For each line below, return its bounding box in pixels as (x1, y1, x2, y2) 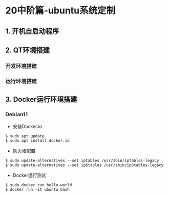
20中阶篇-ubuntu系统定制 (5, 5, 116, 16)
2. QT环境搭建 (5, 46, 50, 55)
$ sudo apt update (5, 133, 45, 139)
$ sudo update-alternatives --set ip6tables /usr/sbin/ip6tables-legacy (5, 163, 164, 168)
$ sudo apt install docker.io (5, 138, 70, 143)
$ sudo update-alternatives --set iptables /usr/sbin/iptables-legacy (5, 158, 159, 163)
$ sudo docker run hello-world (5, 182, 72, 188)
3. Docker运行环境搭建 (5, 95, 77, 104)
